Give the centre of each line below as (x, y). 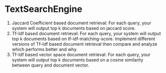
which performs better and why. (45, 49)
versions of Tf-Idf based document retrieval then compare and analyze (84, 44)
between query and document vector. (50, 65)
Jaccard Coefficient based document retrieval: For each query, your (82, 23)
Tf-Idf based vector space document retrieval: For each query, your (81, 54)
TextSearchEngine (43, 9)
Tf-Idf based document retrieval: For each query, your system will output (86, 33)
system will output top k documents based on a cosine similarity (78, 60)
